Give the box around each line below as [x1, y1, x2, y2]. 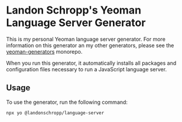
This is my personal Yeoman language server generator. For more [6, 35, 165, 42]
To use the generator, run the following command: [6, 98, 128, 105]
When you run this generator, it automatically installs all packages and [6, 60, 177, 67]
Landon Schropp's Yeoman [6, 4, 142, 17]
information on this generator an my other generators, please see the [6, 42, 174, 49]
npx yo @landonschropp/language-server [6, 110, 105, 116]
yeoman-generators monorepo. [6, 48, 83, 55]
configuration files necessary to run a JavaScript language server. [6, 65, 167, 72]
